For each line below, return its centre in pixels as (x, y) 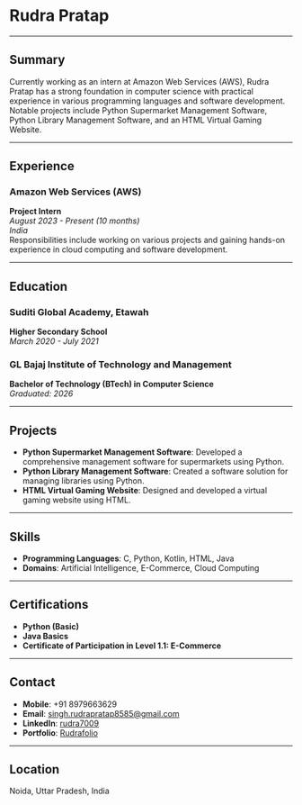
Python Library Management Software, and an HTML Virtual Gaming (136, 120)
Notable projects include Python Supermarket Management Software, (138, 110)
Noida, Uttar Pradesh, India (59, 791)
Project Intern (36, 212)
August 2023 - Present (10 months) (75, 221)
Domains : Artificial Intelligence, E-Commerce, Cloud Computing (141, 568)
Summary (37, 60)
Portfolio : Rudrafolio (60, 733)
